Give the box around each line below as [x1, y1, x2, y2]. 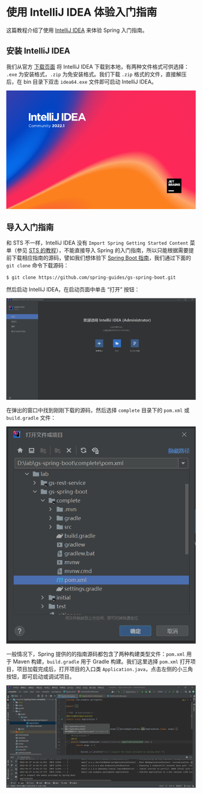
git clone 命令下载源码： [6, 262, 69, 269]
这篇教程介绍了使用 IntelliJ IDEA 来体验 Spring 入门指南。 [6, 26, 148, 34]
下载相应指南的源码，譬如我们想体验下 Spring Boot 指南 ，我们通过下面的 [11, 254, 191, 262]
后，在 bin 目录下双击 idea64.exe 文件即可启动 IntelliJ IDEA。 [6, 78, 158, 85]
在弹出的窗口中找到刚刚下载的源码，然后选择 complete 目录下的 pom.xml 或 [6, 406, 190, 414]
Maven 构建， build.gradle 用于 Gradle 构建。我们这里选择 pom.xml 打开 [13, 657, 191, 665]
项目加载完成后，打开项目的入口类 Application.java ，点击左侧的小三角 [16, 665, 194, 672]
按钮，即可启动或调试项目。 [6, 672, 75, 680]
